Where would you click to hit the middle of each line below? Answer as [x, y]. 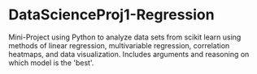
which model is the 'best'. [51, 63]
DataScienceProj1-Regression [111, 15]
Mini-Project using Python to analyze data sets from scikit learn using [125, 37]
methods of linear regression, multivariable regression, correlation [119, 45]
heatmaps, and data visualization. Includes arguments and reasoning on [129, 54]
